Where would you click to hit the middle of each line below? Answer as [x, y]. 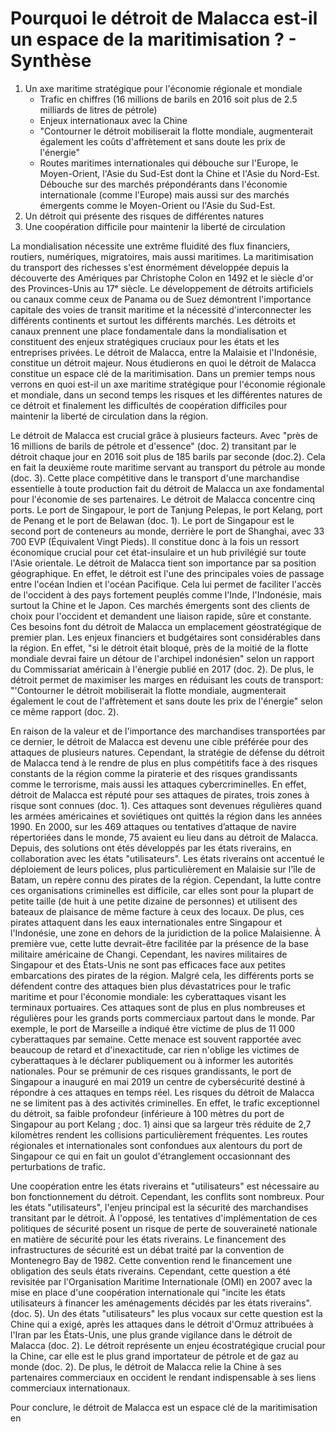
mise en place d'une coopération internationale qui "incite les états [148, 1292]
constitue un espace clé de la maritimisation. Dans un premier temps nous [163, 373]
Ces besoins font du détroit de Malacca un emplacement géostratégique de [166, 626]
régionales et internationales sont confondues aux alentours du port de [156, 1145]
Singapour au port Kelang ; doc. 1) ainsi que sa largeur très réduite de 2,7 [161, 1124]
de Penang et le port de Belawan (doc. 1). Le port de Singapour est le [152, 520]
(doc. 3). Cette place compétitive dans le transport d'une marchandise [155, 478]
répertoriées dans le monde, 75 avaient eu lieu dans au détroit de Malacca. [164, 837]
